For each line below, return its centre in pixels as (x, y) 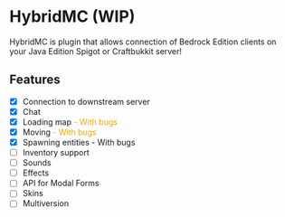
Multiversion (46, 203)
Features (35, 80)
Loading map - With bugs (70, 122)
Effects (36, 173)
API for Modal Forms (61, 184)
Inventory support (56, 153)
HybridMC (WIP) (72, 17)
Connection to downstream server (86, 101)
